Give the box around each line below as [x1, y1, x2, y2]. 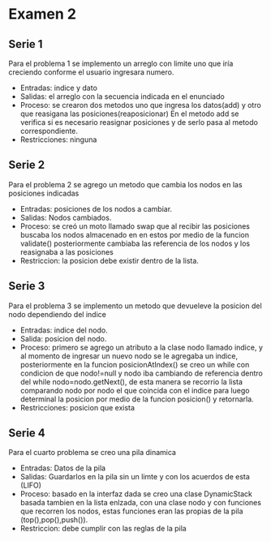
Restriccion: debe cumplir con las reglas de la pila [19, 524, 187, 534]
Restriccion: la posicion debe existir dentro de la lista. [19, 255, 199, 265]
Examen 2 [8, 5, 77, 24]
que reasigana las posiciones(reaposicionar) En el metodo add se [19, 109, 239, 118]
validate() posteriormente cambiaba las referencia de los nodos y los [19, 238, 251, 248]
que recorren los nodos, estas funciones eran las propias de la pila [19, 506, 243, 516]
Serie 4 [8, 427, 46, 440]
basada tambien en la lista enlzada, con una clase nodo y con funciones [19, 498, 262, 508]
